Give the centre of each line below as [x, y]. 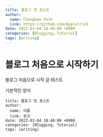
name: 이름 [20, 111]
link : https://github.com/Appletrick [49, 24]
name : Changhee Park [31, 19]
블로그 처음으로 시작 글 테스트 [34, 79]
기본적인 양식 [18, 90]
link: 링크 [20, 116]
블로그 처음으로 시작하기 [52, 65]
